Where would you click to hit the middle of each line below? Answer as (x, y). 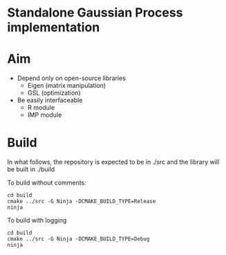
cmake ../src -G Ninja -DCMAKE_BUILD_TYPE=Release (82, 202)
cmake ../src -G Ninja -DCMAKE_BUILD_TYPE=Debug (78, 239)
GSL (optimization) (54, 93)
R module (41, 108)
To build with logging (37, 220)
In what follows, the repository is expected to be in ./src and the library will (113, 162)
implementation (54, 27)
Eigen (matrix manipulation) (67, 86)
